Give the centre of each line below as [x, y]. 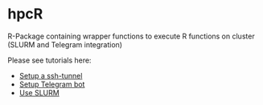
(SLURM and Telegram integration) [65, 44]
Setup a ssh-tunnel [51, 75]
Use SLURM [39, 92]
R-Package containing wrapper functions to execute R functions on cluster [131, 36]
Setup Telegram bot [52, 84]
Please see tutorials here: [49, 60]
